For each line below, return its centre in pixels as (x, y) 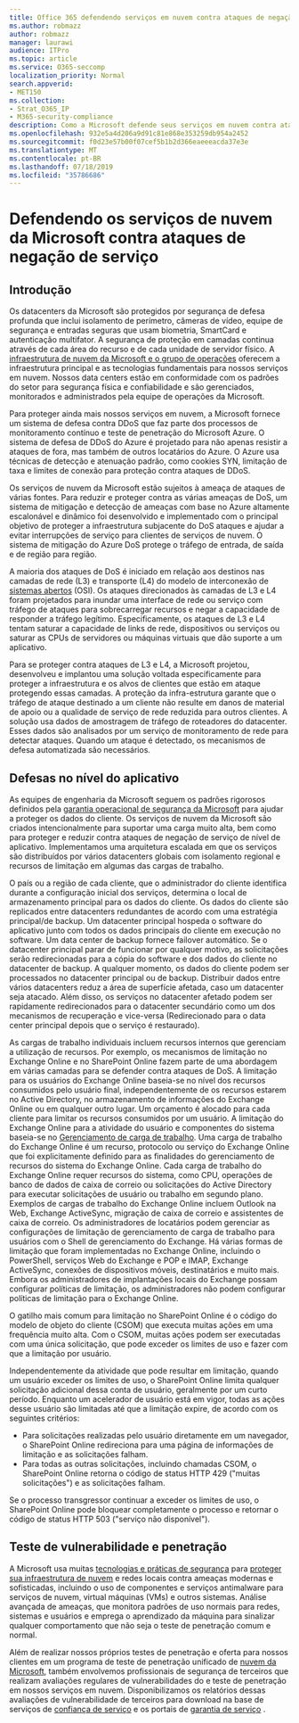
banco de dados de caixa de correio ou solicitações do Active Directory (141, 1185)
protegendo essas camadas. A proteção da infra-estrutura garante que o (143, 693)
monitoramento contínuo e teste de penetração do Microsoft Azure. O (137, 433)
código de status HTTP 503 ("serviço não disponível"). (110, 1519)
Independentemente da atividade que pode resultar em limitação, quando (144, 1371)
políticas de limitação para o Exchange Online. (94, 1298)
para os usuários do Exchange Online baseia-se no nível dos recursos (137, 1081)
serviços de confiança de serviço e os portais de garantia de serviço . (137, 1709)
